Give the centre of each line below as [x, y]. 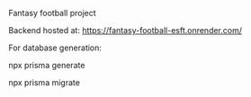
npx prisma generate [47, 65]
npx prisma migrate [44, 83]
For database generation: [55, 48]
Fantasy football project [52, 13]
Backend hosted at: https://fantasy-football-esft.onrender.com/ [125, 30]
